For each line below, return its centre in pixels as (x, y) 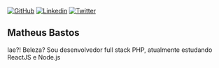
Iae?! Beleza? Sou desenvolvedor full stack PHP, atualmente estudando (110, 50)
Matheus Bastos (43, 33)
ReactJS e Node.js (34, 57)
